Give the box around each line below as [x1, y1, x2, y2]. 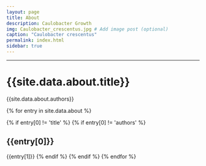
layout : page [6, 9, 40, 15]
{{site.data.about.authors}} [6, 95, 75, 103]
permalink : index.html [6, 37, 64, 43]
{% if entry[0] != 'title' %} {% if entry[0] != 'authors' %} [6, 118, 146, 126]
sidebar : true [6, 43, 43, 49]
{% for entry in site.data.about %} [6, 107, 92, 114]
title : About [6, 15, 40, 21]
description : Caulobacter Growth [6, 20, 92, 26]
